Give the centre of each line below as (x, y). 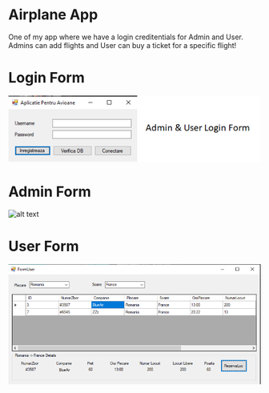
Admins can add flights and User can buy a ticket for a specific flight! (122, 45)
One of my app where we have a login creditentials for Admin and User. (126, 37)
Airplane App (53, 15)
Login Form (47, 78)
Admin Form (50, 192)
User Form (44, 246)
